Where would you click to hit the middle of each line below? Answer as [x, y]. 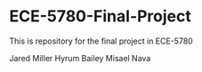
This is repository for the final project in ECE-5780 [101, 41]
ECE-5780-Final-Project [100, 16]
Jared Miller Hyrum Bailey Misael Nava [80, 58]
